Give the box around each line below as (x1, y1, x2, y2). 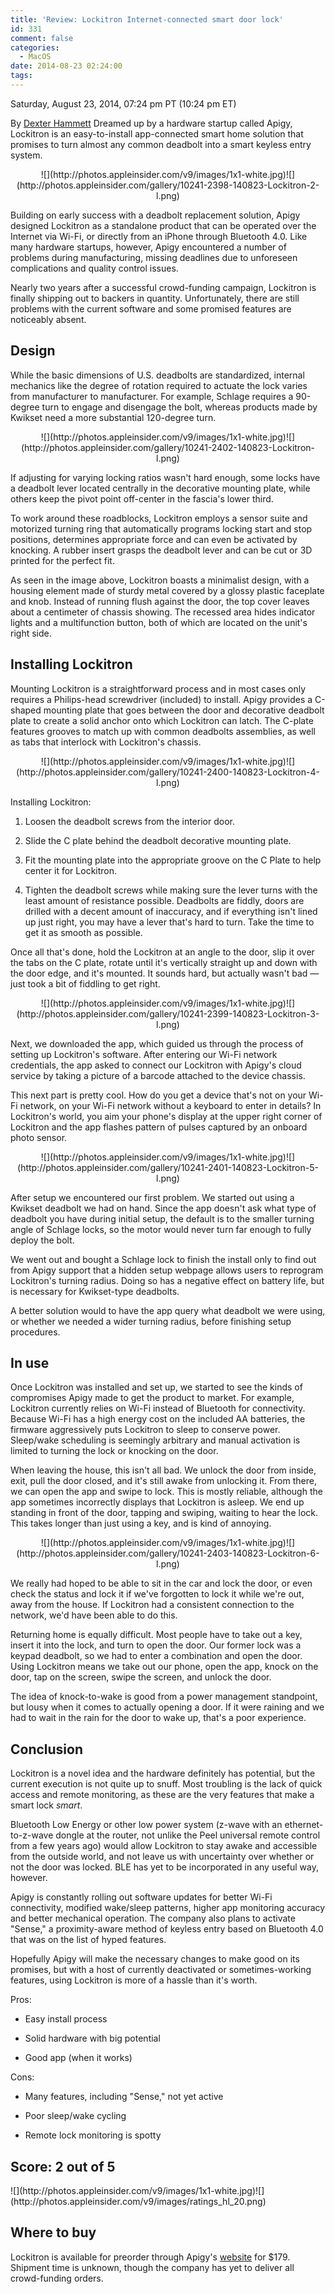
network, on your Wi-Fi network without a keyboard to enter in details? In (19, 1099, 322, 1111)
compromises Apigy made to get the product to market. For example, (10, 1392, 295, 1404)
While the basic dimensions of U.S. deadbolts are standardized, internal (10, 369, 305, 381)
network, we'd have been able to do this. (10, 1609, 178, 1621)
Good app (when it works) (24, 2052, 133, 2064)
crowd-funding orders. (10, 2272, 104, 2284)
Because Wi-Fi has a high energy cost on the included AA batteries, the (10, 1413, 306, 1425)
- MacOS (19, 52, 52, 62)
